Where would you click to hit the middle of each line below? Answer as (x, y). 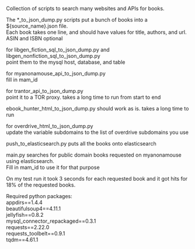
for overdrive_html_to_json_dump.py (50, 126)
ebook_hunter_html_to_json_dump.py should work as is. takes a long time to (97, 108)
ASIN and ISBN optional (34, 38)
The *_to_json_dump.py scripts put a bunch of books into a (77, 20)
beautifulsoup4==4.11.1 (34, 209)
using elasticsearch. (30, 161)
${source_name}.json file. (37, 26)
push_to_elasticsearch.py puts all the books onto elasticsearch (81, 143)
